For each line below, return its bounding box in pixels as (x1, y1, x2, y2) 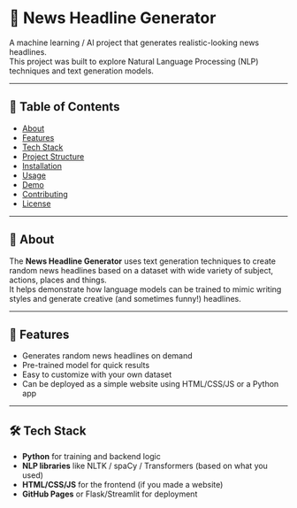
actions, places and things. (9, 274, 108, 285)
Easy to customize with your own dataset (21, 369, 172, 380)
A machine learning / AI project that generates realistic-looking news (9, 37, 260, 48)
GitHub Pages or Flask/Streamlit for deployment (21, 489, 198, 499)
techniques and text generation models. (9, 65, 155, 76)
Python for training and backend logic (21, 451, 161, 462)
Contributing (21, 189, 68, 199)
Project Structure (21, 150, 85, 162)
